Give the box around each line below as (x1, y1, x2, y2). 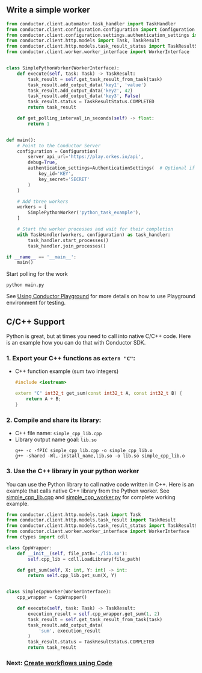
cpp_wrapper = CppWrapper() (17, 595, 87, 601)
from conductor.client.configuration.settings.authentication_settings (6, 32, 189, 38)
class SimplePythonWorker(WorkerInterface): (6, 65, 120, 71)
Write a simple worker (6, 5, 90, 15)
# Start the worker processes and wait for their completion (17, 226, 173, 232)
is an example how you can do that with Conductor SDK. (6, 339, 146, 346)
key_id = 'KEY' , (38, 171, 74, 177)
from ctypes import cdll (6, 534, 69, 540)
